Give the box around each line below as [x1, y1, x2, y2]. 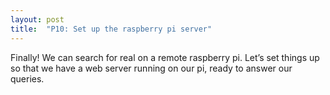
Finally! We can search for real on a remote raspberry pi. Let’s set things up [10, 51, 320, 63]
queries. [10, 72, 45, 85]
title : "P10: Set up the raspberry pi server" [10, 24, 213, 34]
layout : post [10, 14, 65, 25]
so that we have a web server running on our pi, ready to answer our [10, 62, 293, 74]
